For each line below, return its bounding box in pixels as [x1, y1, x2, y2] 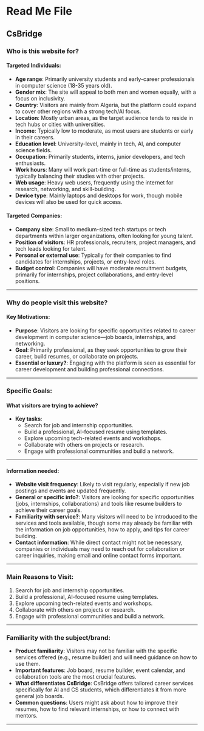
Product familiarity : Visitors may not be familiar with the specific [15, 647, 178, 654]
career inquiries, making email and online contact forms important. [15, 552, 182, 559]
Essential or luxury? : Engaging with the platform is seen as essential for [15, 359, 196, 366]
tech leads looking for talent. [15, 245, 87, 252]
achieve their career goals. [15, 506, 82, 514]
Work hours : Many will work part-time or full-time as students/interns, [15, 166, 191, 173]
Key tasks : [15, 415, 42, 422]
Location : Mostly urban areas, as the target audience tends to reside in [15, 114, 193, 121]
